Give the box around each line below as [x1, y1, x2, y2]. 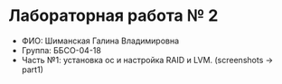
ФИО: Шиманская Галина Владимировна [21, 35, 180, 46]
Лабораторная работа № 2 [8, 5, 219, 26]
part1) [21, 64, 44, 75]
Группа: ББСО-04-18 [21, 44, 101, 55]
